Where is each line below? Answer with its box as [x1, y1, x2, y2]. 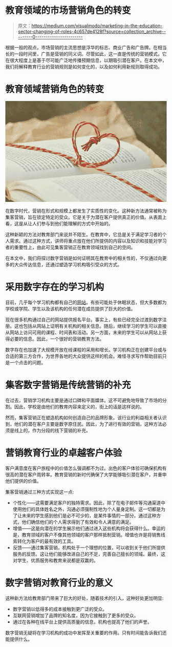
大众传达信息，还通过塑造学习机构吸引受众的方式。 [14, 262, 122, 268]
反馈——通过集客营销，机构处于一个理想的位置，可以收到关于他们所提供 [12, 544, 165, 551]
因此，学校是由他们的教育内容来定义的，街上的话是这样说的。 [14, 404, 144, 410]
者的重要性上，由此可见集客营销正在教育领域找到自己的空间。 [5, 244, 136, 251]
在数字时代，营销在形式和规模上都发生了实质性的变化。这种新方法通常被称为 [5, 208, 167, 214]
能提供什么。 [5, 636, 32, 642]
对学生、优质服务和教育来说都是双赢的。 [12, 557, 98, 563]
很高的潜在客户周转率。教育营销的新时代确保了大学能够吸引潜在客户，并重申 [5, 471, 167, 477]
